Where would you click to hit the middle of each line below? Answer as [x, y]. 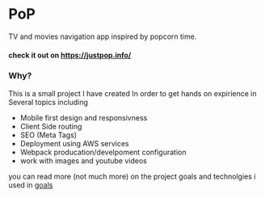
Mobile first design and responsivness [84, 117]
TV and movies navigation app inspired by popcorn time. [103, 36]
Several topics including [48, 102]
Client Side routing [51, 126]
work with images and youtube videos [83, 160]
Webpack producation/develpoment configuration [103, 152]
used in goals [31, 185]
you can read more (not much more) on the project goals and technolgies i [132, 176]
